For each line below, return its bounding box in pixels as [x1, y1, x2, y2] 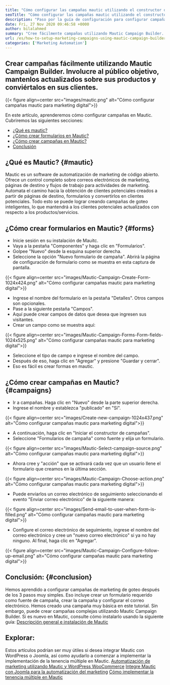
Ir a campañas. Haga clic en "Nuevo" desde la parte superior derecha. [12, 399, 159, 406]
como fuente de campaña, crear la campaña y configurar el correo [5, 597, 144, 603]
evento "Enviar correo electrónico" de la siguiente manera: [12, 496, 135, 502]
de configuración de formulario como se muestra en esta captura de [12, 259, 155, 265]
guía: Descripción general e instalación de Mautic [5, 618, 109, 625]
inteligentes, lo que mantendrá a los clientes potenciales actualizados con [5, 204, 159, 210]
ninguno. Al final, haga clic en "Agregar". [12, 538, 97, 544]
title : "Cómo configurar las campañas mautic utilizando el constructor [5, 7, 162, 13]
